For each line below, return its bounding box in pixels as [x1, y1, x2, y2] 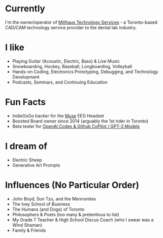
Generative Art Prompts [12, 162, 61, 168]
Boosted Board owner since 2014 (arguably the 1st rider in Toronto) [12, 118, 149, 124]
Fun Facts [5, 97, 46, 108]
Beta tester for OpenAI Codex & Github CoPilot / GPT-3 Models [12, 123, 140, 129]
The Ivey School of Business [12, 201, 70, 207]
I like [5, 42, 25, 53]
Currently [5, 3, 45, 14]
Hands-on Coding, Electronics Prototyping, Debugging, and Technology [12, 69, 159, 75]
